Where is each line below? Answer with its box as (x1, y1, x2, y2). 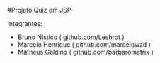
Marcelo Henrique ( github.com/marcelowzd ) (17, 41, 151, 48)
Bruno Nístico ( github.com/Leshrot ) (17, 33, 125, 41)
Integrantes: (7, 20, 42, 27)
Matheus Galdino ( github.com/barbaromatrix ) (17, 48, 154, 56)
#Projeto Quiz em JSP (7, 6, 72, 14)
